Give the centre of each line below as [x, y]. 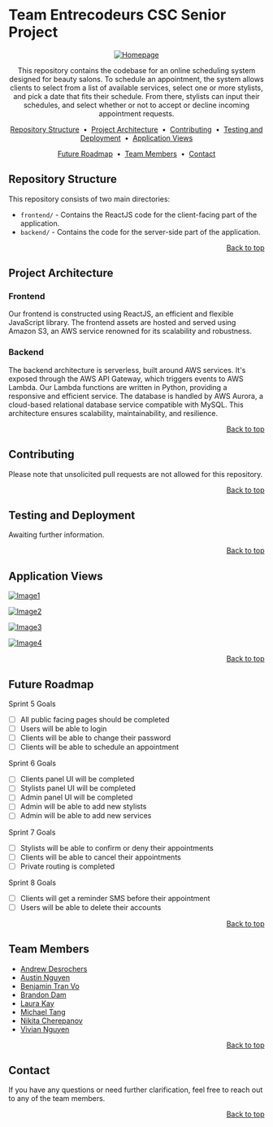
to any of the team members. [57, 1099]
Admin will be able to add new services [86, 816]
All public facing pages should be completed [95, 719]
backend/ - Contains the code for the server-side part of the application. [141, 232]
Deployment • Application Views [136, 138]
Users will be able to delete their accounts [91, 907]
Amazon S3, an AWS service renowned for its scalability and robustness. [130, 332]
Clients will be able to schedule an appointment [100, 747]
